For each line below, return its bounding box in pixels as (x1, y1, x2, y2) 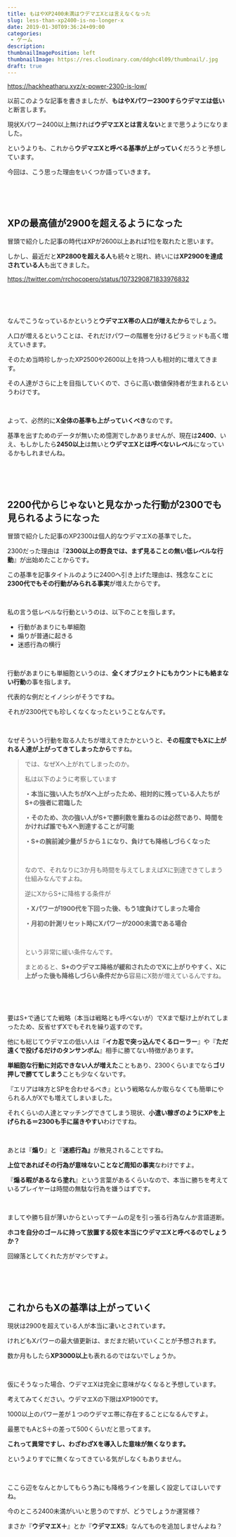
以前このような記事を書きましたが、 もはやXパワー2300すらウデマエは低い (7, 96, 225, 105)
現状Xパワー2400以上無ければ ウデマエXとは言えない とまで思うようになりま (7, 120, 228, 129)
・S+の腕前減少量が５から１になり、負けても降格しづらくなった (24, 837, 211, 845)
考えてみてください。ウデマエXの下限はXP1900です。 (7, 1395, 162, 1403)
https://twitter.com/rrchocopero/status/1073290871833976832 (7, 275, 190, 283)
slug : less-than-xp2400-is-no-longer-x (7, 17, 124, 24)
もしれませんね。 (19, 449, 69, 458)
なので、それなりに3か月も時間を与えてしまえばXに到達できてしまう (24, 866, 223, 874)
